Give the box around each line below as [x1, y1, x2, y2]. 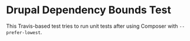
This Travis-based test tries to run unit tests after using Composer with [6, 23, 178, 29]
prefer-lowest [6, 29, 41, 35]
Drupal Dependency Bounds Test [6, 3, 171, 17]
